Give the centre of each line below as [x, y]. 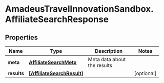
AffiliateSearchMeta [53, 62]
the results [100, 65]
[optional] [145, 73]
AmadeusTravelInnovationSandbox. [79, 9]
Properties [21, 37]
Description [109, 51]
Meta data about [107, 59]
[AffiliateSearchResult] [56, 73]
